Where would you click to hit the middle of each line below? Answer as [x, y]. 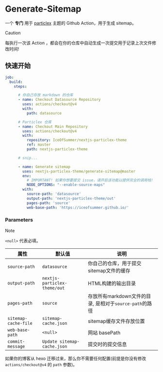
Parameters [19, 220]
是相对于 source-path [119, 303]
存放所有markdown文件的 [117, 296]
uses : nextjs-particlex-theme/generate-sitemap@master [79, 171]
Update [49, 341]
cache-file [20, 323]
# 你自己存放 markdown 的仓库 [45, 95]
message [16, 346]
